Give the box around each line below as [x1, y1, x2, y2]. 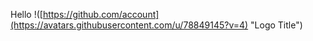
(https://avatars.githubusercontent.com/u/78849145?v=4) [10, 19, 249, 31]
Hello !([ [10, 9, 43, 20]
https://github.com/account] [42, 9, 160, 20]
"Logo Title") [250, 19, 303, 31]
